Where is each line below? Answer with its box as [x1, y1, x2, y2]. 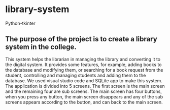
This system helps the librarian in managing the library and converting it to [5, 56, 161, 62]
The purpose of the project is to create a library [5, 35, 157, 43]
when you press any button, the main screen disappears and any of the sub [5, 93, 163, 99]
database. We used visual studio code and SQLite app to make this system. [5, 77, 162, 84]
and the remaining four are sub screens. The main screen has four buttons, [5, 88, 162, 94]
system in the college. [5, 43, 77, 51]
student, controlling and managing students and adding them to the [5, 72, 146, 78]
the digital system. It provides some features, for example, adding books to [5, 62, 162, 68]
